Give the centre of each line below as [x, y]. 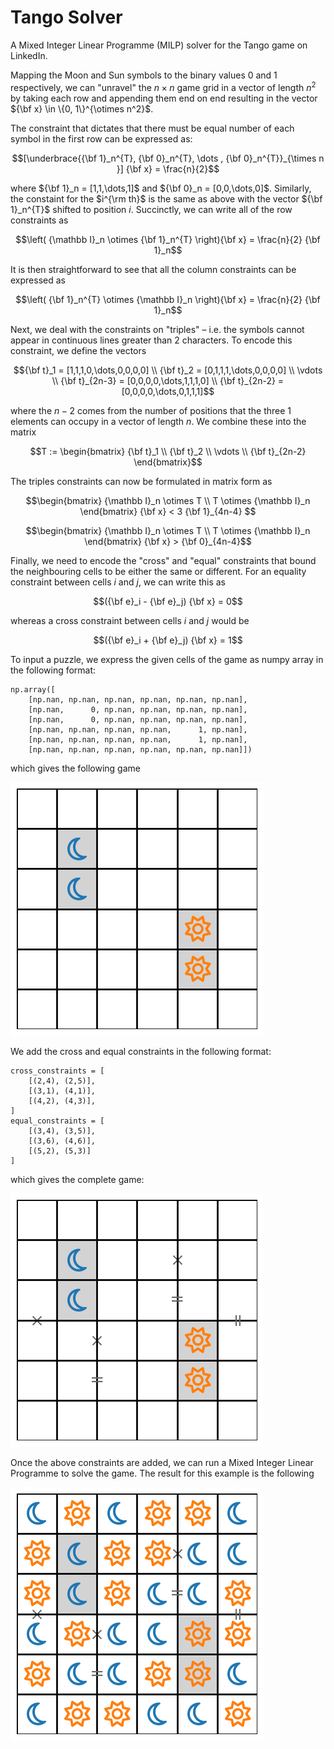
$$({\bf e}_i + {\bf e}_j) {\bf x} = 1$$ [168, 640]
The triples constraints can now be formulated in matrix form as [141, 481]
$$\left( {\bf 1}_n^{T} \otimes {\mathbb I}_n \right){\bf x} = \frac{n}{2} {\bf [168, 299]
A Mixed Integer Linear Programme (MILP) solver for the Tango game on [159, 45]
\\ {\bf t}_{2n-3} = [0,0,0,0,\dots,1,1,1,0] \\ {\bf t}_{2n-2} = [168, 380]
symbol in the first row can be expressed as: [101, 138]
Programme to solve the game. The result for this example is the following [162, 1473]
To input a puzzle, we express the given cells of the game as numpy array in [167, 659]
